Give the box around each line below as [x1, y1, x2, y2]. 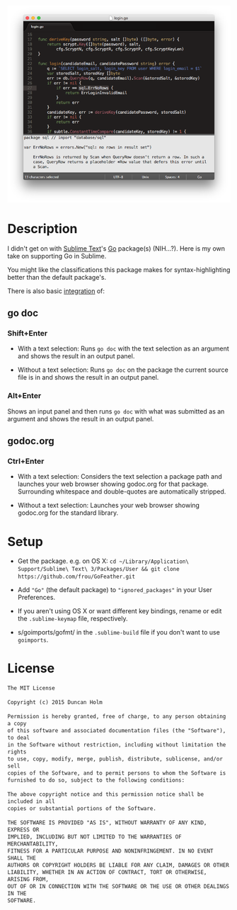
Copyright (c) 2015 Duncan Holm [7, 699, 103, 706]
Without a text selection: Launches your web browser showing [17, 501, 200, 510]
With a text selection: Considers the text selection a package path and [17, 472, 223, 481]
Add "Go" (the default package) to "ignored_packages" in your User [17, 586, 212, 594]
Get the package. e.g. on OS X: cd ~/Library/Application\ [17, 557, 190, 565]
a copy [7, 720, 27, 727]
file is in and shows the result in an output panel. [17, 373, 159, 382]
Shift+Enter [7, 328, 48, 338]
